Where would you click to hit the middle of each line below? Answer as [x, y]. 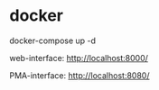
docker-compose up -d [53, 40]
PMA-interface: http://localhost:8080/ [79, 75]
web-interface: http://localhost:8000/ [79, 58]
